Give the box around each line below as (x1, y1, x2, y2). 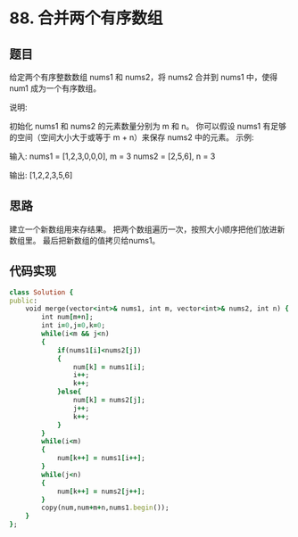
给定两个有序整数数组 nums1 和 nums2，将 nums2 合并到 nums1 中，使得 (9, 72, 278, 82)
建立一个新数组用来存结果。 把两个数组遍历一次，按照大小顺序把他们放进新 (9, 224, 286, 235)
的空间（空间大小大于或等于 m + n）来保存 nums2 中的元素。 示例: (9, 132, 254, 143)
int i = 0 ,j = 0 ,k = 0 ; (41, 321, 105, 330)
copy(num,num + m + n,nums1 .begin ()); (41, 503, 170, 513)
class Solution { (9, 287, 74, 297)
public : (9, 296, 38, 305)
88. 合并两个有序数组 (9, 8, 163, 29)
